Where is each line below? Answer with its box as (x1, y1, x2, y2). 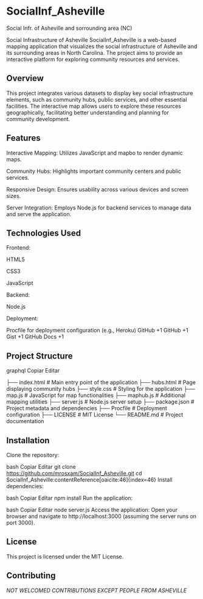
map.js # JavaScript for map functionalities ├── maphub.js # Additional (6, 391, 186, 399)
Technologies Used (6, 228, 81, 238)
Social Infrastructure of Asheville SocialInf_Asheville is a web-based (6, 36, 177, 43)
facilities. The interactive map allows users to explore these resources (6, 102, 181, 110)
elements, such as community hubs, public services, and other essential (6, 96, 187, 103)
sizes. (6, 192, 21, 199)
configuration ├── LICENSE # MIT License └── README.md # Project (6, 411, 184, 418)
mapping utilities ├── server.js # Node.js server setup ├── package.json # (6, 398, 194, 405)
